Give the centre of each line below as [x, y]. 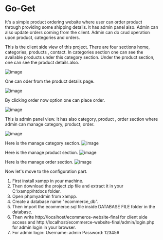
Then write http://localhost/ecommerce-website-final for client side [80, 217]
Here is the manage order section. [39, 162]
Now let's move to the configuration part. [46, 171]
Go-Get [20, 9]
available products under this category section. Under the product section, [80, 57]
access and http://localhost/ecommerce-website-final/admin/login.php [83, 222]
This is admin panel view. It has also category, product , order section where [81, 119]
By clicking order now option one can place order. [55, 100]
